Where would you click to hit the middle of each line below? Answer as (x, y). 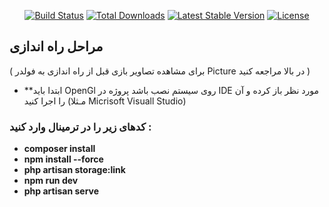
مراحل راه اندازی (56, 46)
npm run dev (51, 181)
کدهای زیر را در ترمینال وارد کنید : (80, 127)
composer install (59, 149)
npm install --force (63, 159)
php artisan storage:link (74, 170)
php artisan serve (61, 191)
